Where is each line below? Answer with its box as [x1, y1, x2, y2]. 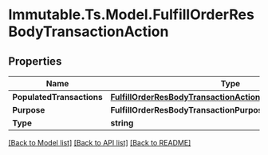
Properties [8, 54, 62, 68]
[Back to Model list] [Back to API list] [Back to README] [8, 138, 191, 147]
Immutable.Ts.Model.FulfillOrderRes [8, 6, 255, 24]
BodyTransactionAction [8, 22, 169, 41]
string [110, 117, 134, 129]
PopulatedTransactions [12, 92, 103, 102]
